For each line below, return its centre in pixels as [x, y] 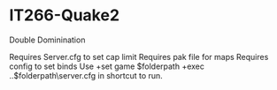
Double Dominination [47, 40]
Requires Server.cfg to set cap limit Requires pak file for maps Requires [139, 56]
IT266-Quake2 [65, 15]
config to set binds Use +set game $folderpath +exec [107, 66]
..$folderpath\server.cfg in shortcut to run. [86, 75]
